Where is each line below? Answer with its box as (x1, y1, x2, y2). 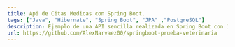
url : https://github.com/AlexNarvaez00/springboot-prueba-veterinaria (7, 29, 218, 37)
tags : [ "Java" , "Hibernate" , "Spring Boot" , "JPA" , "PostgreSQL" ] (7, 17, 205, 23)
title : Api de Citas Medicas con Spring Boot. (7, 10, 145, 17)
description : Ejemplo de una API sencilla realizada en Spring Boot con (7, 23, 224, 30)
